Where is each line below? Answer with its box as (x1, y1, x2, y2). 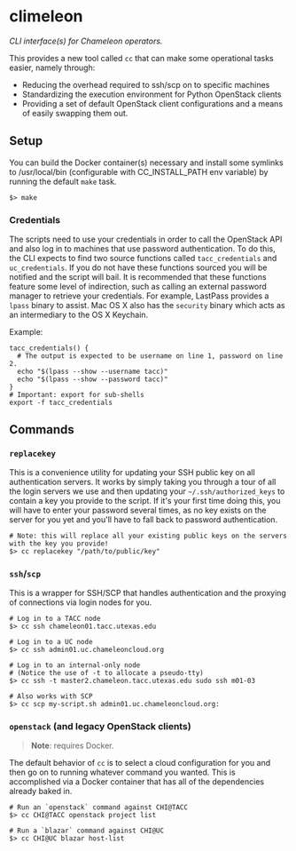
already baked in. (9, 786, 73, 797)
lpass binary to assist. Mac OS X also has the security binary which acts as (9, 300, 285, 311)
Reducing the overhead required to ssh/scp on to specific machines (21, 79, 270, 90)
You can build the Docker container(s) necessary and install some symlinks (9, 157, 284, 168)
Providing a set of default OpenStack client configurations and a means (21, 98, 284, 108)
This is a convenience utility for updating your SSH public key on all (9, 466, 255, 477)
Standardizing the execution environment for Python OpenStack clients (21, 89, 282, 99)
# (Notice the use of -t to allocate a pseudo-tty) (9, 669, 204, 678)
